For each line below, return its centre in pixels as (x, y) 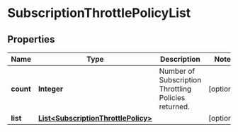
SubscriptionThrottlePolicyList (99, 13)
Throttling (175, 89)
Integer (51, 89)
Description (180, 59)
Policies (172, 98)
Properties (31, 39)
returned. (174, 106)
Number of (177, 71)
